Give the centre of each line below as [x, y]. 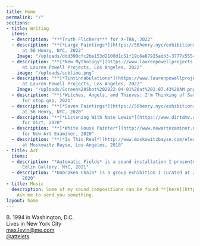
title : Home [21, 12]
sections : [18, 23]
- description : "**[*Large [45, 45]
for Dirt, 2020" [42, 123]
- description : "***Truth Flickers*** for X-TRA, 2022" [82, 39]
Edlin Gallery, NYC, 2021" [55, 167]
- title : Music [25, 184]
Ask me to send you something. [56, 195]
